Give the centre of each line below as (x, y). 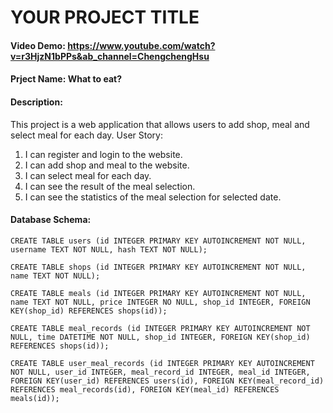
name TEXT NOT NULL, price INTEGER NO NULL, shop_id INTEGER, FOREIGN (160, 302)
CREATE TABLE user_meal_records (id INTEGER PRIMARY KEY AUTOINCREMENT (162, 363)
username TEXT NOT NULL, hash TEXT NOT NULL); (109, 249)
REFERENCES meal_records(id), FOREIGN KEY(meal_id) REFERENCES (145, 389)
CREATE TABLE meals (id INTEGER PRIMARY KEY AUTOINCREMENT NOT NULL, (158, 293)
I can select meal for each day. (88, 175)
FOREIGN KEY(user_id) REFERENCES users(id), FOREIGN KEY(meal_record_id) (167, 381)
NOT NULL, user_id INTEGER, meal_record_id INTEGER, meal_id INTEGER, (160, 372)
